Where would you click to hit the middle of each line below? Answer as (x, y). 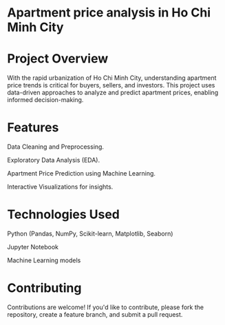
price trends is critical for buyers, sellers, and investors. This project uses (111, 85)
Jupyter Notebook (33, 247)
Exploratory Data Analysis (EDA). (54, 160)
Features (33, 128)
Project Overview (58, 59)
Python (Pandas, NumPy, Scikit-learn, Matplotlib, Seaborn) (90, 233)
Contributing (44, 288)
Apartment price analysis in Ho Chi (109, 13)
